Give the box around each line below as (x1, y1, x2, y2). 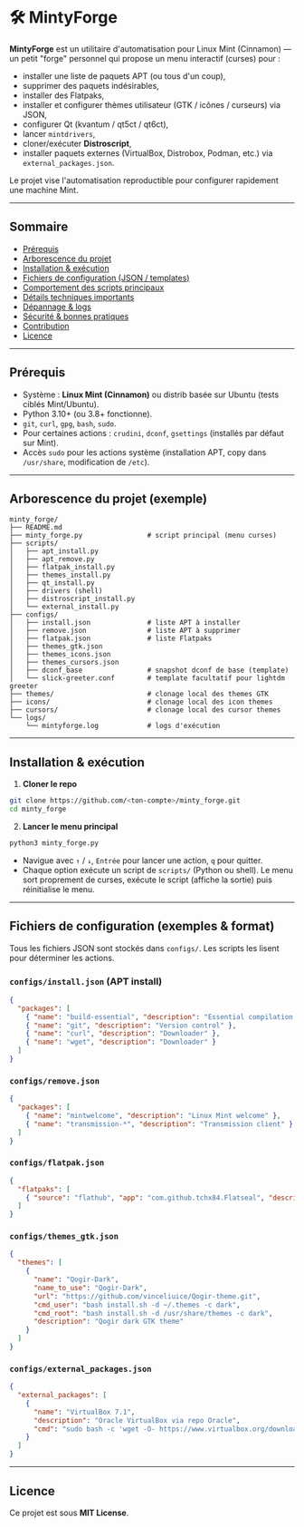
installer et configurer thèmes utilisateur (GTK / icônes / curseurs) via (22, 99, 281, 110)
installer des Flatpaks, (22, 90, 105, 101)
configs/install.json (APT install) (9, 975, 163, 987)
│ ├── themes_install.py (9, 570, 111, 580)
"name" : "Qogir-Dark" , (33, 1275, 119, 1284)
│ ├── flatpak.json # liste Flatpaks (9, 634, 213, 644)
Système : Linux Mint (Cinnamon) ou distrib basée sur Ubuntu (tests (22, 389, 280, 400)
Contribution (22, 320, 70, 331)
